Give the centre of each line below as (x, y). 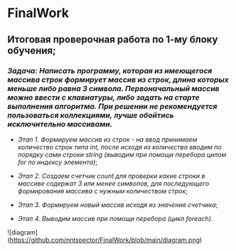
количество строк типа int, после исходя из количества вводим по (119, 146)
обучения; (32, 50)
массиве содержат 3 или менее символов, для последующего (113, 183)
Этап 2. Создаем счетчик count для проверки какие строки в (111, 176)
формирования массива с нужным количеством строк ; (103, 191)
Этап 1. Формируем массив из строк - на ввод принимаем (107, 139)
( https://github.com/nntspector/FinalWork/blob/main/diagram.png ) (105, 240)
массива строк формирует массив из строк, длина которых (118, 80)
